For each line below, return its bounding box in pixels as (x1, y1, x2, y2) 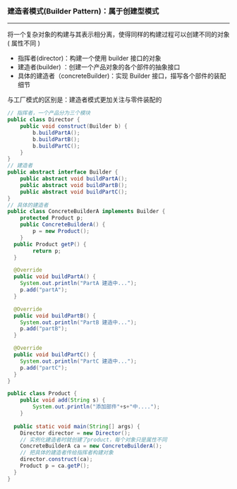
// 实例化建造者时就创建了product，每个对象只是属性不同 (20, 436, 167, 443)
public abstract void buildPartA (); (20, 175, 128, 183)
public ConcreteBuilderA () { (20, 221, 106, 229)
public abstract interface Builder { (7, 169, 119, 176)
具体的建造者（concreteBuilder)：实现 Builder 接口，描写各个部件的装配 (17, 72, 226, 80)
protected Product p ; (20, 215, 83, 222)
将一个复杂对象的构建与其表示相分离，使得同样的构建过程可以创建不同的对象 (7, 30, 230, 39)
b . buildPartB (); (32, 135, 80, 143)
